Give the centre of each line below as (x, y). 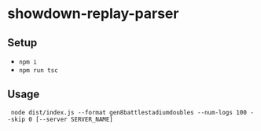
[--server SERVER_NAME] (74, 119)
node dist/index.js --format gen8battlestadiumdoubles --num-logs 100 (129, 112)
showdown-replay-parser (93, 14)
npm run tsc (38, 71)
